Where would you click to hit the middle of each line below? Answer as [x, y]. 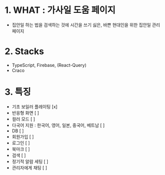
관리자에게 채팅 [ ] [29, 168]
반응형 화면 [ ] [25, 113]
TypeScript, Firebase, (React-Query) [49, 65]
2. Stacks [24, 51]
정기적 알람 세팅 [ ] [30, 161]
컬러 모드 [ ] [23, 119]
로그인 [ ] [21, 143]
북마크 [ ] [21, 149]
